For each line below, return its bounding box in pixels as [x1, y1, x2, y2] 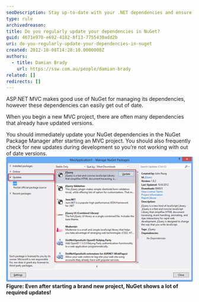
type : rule [6, 15, 33, 22]
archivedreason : [6, 22, 46, 28]
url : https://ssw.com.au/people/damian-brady [17, 66, 131, 72]
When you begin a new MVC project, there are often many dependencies [6, 113, 184, 120]
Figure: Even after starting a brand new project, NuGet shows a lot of [6, 282, 179, 290]
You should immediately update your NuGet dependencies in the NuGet [6, 131, 181, 138]
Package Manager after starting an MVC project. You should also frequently [6, 137, 191, 145]
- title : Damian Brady [11, 59, 68, 65]
